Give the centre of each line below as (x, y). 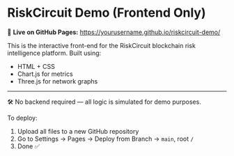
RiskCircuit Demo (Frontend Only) (107, 13)
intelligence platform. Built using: (54, 53)
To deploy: (22, 118)
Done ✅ (29, 146)
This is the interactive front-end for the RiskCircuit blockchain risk (102, 45)
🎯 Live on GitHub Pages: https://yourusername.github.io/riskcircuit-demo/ (114, 32)
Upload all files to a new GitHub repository (78, 131)
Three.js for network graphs (57, 81)
